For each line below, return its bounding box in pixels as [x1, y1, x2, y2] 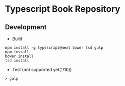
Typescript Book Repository [5, 3, 121, 15]
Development [5, 23, 47, 31]
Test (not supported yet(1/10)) [12, 67, 72, 72]
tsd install [5, 58, 29, 63]
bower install [5, 54, 34, 59]
